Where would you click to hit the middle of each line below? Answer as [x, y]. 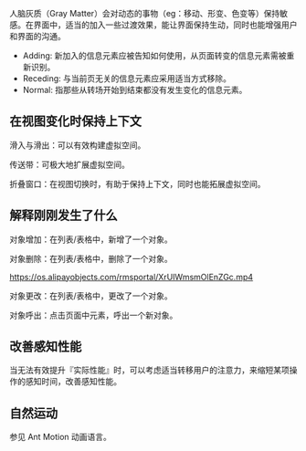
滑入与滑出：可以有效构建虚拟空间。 [78, 145]
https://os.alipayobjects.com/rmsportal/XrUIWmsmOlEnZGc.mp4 [132, 277]
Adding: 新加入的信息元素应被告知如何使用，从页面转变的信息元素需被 [154, 56]
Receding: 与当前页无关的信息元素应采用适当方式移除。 [127, 79]
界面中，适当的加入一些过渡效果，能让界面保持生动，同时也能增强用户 [165, 25]
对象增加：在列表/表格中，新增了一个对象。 [91, 239]
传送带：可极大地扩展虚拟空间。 [69, 164]
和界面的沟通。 [37, 36]
